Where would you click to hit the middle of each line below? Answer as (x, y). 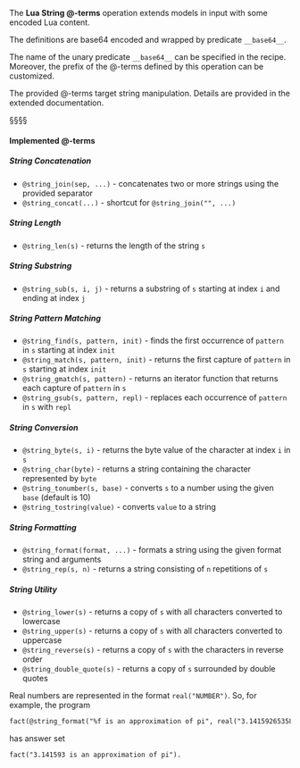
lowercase (41, 622)
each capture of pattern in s (74, 388)
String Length (35, 223)
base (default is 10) (56, 497)
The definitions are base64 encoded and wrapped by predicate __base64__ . (148, 40)
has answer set (37, 739)
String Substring (41, 266)
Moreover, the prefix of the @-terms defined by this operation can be (137, 67)
